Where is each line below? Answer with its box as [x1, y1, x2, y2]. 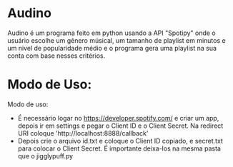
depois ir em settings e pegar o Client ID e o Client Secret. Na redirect [17, 121, 224, 130]
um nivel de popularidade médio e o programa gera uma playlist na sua [7, 44, 217, 52]
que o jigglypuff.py [17, 151, 74, 160]
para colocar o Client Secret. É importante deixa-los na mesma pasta [17, 144, 222, 153]
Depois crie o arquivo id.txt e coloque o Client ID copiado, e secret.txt [17, 136, 224, 145]
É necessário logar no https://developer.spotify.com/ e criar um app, [17, 113, 219, 122]
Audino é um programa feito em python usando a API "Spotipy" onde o [7, 29, 216, 37]
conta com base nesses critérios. [7, 51, 106, 60]
